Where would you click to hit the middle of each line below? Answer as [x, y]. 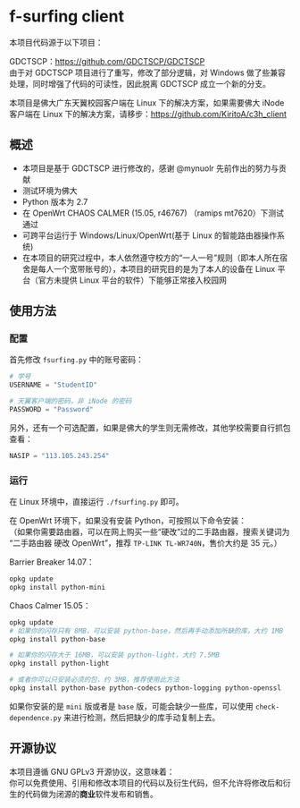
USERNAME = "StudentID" [54, 385]
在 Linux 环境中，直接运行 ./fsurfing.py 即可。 [97, 502]
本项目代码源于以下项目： [56, 42]
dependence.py [36, 718]
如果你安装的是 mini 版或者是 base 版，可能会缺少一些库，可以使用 [132, 706]
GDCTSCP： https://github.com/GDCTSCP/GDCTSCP [107, 61]
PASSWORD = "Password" [51, 410]
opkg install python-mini [57, 587]
